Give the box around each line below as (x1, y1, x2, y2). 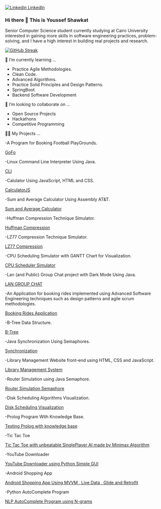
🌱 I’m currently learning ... (5, 57, 57, 63)
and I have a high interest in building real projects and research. (21, 38, 148, 44)
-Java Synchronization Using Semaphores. (5, 339, 90, 344)
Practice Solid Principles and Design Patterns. (12, 82, 104, 87)
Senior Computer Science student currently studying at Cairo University (5, 28, 148, 34)
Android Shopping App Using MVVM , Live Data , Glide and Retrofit (5, 480, 139, 486)
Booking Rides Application (5, 310, 58, 316)
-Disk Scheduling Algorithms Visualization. (5, 395, 90, 401)
